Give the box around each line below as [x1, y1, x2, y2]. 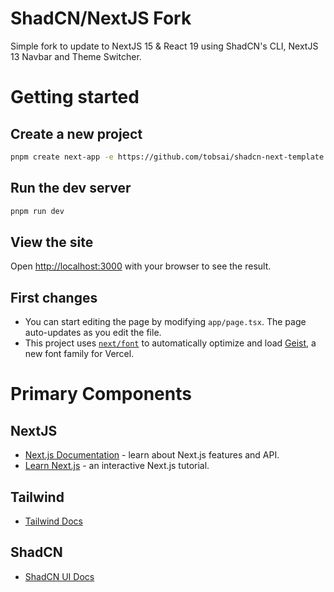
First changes [10, 289, 98, 306]
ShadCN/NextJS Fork [10, 7, 192, 30]
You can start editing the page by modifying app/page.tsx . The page [24, 316, 307, 328]
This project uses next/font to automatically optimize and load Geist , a [24, 337, 317, 349]
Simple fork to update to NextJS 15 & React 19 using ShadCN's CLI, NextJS [10, 40, 319, 52]
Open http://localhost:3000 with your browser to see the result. [10, 260, 272, 272]
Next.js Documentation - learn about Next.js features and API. [24, 449, 280, 461]
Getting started [10, 86, 140, 109]
